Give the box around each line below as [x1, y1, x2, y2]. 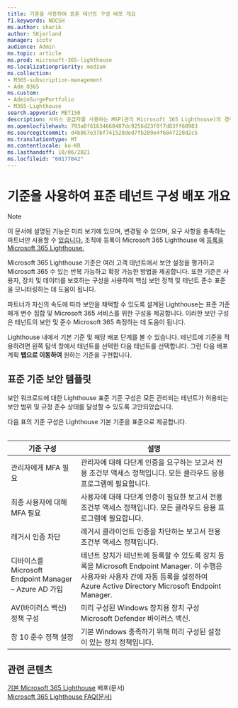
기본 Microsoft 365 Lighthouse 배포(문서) [7, 684, 125, 692]
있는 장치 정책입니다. [89, 637, 154, 647]
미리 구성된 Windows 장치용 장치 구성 [80, 602, 200, 612]
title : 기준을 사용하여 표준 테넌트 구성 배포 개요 [7, 10, 136, 18]
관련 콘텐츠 [7, 664, 53, 676]
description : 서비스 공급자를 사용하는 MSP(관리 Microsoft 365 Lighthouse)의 [7, 116, 222, 123]
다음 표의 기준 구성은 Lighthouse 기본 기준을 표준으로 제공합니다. [7, 417, 188, 426]
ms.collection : [7, 70, 52, 77]
